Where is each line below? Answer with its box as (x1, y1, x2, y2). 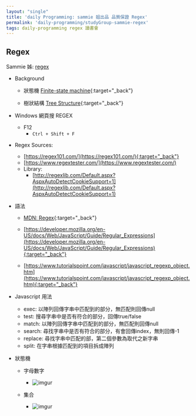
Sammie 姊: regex (6, 63, 49, 71)
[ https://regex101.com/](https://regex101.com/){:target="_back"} (23, 153, 180, 160)
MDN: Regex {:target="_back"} (23, 214, 97, 221)
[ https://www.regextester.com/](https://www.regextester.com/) (23, 159, 177, 167)
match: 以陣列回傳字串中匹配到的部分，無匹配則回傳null (23, 320, 159, 327)
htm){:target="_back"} (23, 281, 78, 288)
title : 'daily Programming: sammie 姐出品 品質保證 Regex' (6, 14, 148, 20)
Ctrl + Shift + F (32, 131, 75, 137)
